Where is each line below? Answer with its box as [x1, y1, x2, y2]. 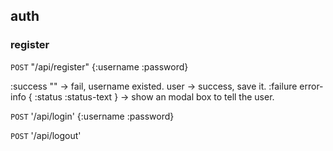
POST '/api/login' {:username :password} [10, 110, 175, 122]
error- [299, 80, 324, 92]
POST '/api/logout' [10, 129, 82, 141]
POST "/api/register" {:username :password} [10, 60, 189, 73]
